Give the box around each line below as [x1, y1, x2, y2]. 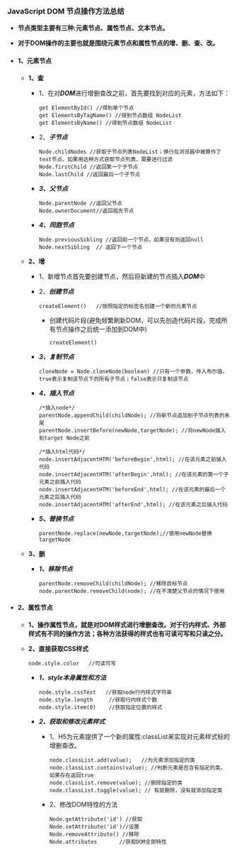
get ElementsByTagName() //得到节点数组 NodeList [38, 111, 182, 119]
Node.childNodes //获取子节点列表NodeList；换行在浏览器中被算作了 [38, 148, 221, 155]
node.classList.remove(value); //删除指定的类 [49, 779, 183, 786]
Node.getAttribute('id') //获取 [49, 815, 143, 823]
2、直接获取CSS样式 [28, 644, 89, 652]
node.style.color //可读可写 [28, 660, 117, 667]
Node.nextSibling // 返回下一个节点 [38, 244, 143, 251]
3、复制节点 [38, 352, 74, 361]
